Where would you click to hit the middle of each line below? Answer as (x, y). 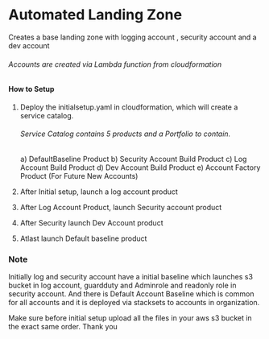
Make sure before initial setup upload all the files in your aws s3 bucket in (130, 318)
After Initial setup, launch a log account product (99, 192)
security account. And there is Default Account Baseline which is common (131, 294)
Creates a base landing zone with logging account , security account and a (132, 37)
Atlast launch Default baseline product (83, 238)
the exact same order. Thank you (63, 327)
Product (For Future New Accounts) (79, 176)
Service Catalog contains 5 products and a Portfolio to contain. (125, 134)
